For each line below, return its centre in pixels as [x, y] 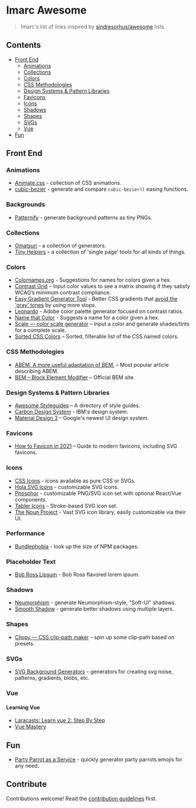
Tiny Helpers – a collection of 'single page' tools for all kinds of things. [100, 252]
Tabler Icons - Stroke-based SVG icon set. [66, 506]
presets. [24, 643]
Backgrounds [26, 204]
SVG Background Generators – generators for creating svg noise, [94, 672]
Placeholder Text [31, 562]
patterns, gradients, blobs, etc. [52, 678]
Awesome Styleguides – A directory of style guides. [77, 405]
